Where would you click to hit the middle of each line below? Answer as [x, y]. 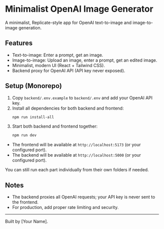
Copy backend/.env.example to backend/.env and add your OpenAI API [82, 98]
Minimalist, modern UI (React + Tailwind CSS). [58, 65]
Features [19, 43]
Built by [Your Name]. [27, 222]
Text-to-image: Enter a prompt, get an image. [58, 55]
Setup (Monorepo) [33, 86]
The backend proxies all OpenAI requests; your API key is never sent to [83, 197]
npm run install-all [33, 117]
